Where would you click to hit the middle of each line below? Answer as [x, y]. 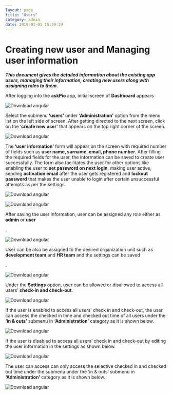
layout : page [19, 10]
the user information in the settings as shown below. [61, 346]
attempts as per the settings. [36, 185]
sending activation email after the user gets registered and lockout [77, 174]
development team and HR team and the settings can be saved [73, 255]
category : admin [23, 19]
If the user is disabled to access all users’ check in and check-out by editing [86, 341]
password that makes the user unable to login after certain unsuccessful [82, 179]
